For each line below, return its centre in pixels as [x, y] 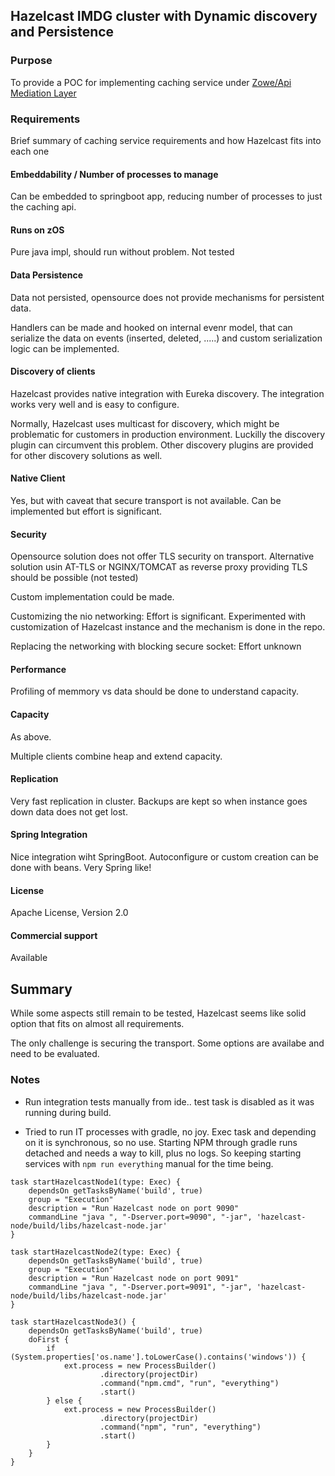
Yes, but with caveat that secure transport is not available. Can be [146, 500]
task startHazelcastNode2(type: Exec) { [96, 1252]
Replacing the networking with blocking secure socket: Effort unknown [156, 646]
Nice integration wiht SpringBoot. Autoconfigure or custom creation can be [164, 857]
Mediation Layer [43, 93]
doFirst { [49, 1339]
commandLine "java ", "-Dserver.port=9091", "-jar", [140, 1287]
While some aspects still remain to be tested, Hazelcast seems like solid [158, 1013]
